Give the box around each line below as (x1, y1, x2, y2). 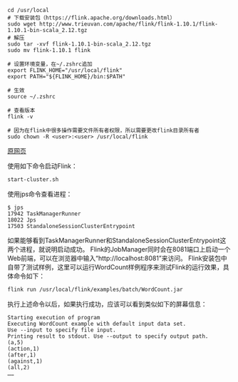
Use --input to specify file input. (7, 326, 116, 334)
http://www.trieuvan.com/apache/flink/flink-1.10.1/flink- (38, 21, 219, 28)
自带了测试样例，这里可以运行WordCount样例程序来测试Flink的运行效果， (7, 262, 223, 271)
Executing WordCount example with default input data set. (7, 320, 187, 327)
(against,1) (7, 357, 43, 365)
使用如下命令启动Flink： (7, 162, 78, 170)
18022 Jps (7, 216, 37, 224)
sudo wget (7, 21, 37, 28)
